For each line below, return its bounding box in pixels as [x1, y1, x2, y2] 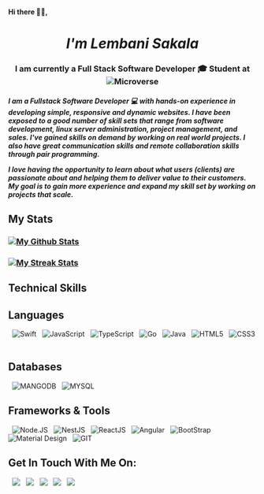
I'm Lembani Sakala [65, 35, 199, 53]
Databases [8, 360, 63, 373]
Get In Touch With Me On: [8, 456, 137, 470]
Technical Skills [8, 281, 87, 295]
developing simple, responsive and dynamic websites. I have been [8, 107, 231, 117]
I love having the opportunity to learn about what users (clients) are [8, 165, 235, 174]
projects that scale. [8, 189, 74, 199]
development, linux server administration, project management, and [8, 124, 238, 133]
